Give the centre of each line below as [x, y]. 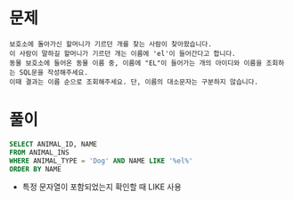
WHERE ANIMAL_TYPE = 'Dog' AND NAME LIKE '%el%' [101, 161]
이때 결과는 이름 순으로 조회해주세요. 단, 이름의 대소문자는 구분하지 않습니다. [134, 82]
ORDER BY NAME [36, 169]
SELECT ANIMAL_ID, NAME [53, 144]
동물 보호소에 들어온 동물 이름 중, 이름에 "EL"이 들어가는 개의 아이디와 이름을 [136, 63]
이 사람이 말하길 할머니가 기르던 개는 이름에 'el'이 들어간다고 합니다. [122, 53]
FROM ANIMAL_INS [39, 152]
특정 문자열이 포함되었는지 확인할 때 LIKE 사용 [102, 187]
